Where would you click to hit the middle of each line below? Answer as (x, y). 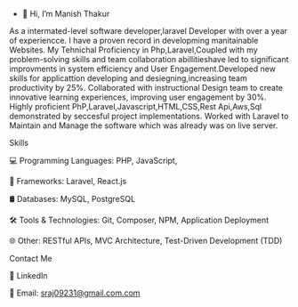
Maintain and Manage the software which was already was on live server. (144, 125)
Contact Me (31, 259)
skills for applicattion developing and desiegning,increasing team (128, 78)
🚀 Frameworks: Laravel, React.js (68, 181)
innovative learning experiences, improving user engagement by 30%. (138, 97)
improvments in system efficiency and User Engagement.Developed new (142, 69)
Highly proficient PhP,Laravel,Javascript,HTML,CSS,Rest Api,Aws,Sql (136, 106)
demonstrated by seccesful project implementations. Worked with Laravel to (149, 116)
